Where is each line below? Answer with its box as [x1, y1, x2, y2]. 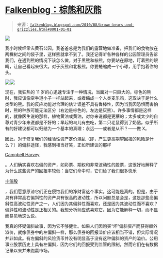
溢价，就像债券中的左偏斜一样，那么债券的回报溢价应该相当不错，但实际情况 [5, 229, 158, 235]
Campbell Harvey [5, 151, 40, 157]
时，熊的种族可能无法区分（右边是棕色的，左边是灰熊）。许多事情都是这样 [5, 107, 152, 113]
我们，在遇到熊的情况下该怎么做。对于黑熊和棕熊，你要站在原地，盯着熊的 [5, 57, 154, 63]
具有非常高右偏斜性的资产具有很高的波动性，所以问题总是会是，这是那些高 [5, 194, 154, 200]
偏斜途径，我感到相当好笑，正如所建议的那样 [21, 142, 112, 147]
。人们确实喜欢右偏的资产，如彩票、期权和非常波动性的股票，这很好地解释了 [5, 162, 158, 167]
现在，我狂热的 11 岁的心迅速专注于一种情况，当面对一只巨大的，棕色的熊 [5, 89, 151, 95]
